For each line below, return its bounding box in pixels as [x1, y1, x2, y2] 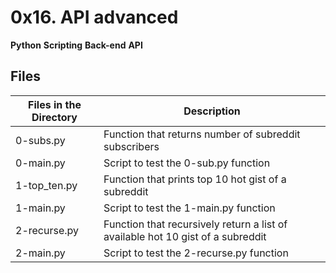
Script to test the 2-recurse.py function [103, 246, 289, 260]
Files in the [28, 97, 82, 111]
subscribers [103, 139, 160, 153]
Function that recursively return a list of [103, 217, 288, 231]
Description [183, 104, 241, 118]
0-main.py [15, 156, 66, 170]
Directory [31, 110, 78, 124]
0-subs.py [15, 133, 66, 147]
